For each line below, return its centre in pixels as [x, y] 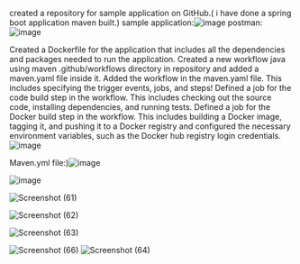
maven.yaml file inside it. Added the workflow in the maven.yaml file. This [145, 78]
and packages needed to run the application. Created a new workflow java [148, 59]
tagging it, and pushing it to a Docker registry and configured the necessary [150, 126]
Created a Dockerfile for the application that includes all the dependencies [147, 50]
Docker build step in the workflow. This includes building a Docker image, [145, 117]
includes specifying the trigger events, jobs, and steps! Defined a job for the [150, 88]
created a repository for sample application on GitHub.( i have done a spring [150, 13]
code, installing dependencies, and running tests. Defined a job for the [140, 107]
